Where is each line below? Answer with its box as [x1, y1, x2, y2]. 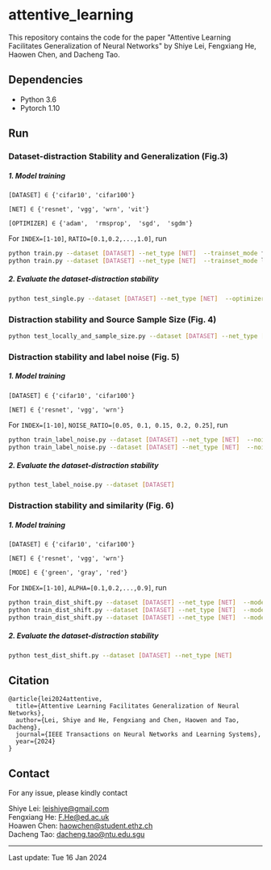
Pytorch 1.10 [19, 103, 60, 112]
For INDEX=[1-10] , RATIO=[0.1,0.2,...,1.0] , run [8, 234, 167, 243]
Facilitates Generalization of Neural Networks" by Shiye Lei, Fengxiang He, [8, 40, 256, 50]
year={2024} [15, 737, 56, 745]
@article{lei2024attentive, [8, 695, 103, 703]
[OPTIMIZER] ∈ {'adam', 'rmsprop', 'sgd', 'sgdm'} [8, 220, 194, 228]
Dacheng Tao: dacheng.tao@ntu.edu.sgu [8, 830, 145, 839]
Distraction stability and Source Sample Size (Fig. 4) [8, 314, 217, 325]
